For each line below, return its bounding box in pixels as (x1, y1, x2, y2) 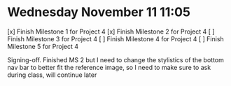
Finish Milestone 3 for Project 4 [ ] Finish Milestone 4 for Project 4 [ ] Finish (7, 34, 224, 43)
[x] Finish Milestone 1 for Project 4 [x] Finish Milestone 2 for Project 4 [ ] (7, 27, 215, 36)
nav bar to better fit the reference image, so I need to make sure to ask (7, 63, 211, 71)
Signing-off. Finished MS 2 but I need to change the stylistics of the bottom (7, 55, 224, 64)
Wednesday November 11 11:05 (7, 4, 191, 20)
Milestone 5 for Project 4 (7, 42, 79, 50)
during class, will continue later (7, 71, 97, 79)
